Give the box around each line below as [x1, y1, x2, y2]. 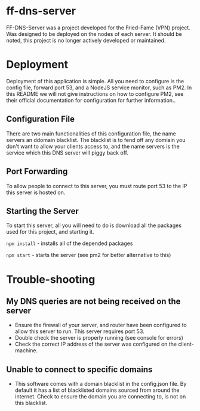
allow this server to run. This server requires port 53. [14, 328, 144, 335]
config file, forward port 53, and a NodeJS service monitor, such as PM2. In [6, 84, 192, 91]
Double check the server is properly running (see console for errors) [14, 334, 184, 342]
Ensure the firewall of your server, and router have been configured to [14, 322, 187, 329]
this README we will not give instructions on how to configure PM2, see [6, 90, 184, 97]
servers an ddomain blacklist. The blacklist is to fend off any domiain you [6, 136, 186, 143]
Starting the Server [6, 205, 79, 216]
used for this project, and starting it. [6, 228, 94, 235]
